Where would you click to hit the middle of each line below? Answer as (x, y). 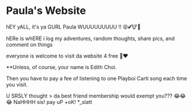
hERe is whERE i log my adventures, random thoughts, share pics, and (90, 38)
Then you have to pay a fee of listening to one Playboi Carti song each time (96, 78)
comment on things (29, 44)
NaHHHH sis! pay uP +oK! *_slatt (53, 102)
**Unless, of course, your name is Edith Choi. (61, 67)
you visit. (17, 84)
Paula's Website (46, 11)
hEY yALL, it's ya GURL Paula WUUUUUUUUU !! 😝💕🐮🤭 (73, 27)
